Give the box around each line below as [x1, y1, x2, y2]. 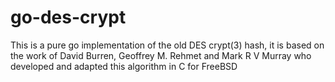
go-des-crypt [10, 6, 127, 29]
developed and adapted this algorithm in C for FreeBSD [10, 60, 238, 72]
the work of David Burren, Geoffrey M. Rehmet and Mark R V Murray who [10, 49, 312, 61]
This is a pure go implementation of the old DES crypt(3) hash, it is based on [10, 39, 325, 51]
